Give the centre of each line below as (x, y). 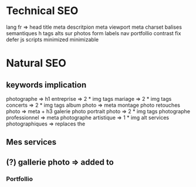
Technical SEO (42, 11)
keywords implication (46, 85)
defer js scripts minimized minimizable (52, 39)
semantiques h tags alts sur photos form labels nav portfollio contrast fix (94, 33)
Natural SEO (36, 63)
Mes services (31, 142)
